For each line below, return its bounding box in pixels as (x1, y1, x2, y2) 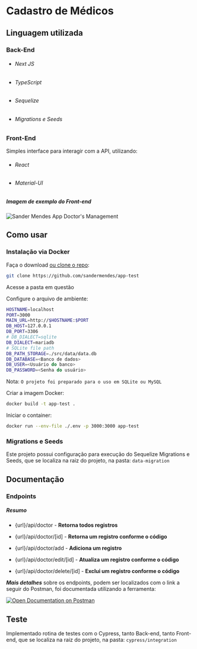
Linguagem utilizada (6, 28, 83, 38)
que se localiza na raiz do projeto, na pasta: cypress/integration (18, 637, 177, 644)
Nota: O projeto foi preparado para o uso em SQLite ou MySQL (6, 378, 162, 385)
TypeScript (14, 78, 42, 86)
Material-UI (14, 179, 43, 186)
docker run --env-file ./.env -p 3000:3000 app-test (6, 423, 139, 429)
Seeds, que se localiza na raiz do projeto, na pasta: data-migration (6, 457, 170, 464)
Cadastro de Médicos (6, 4, 114, 18)
